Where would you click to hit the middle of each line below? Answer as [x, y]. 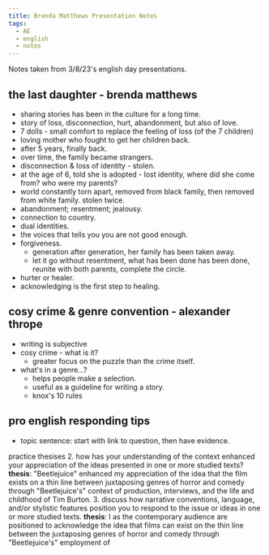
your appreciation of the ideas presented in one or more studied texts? [126, 465]
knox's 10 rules [57, 395]
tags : [17, 23]
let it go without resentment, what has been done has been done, [141, 260]
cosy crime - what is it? [59, 352]
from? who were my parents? [69, 182]
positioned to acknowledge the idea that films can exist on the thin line [126, 525]
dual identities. [45, 226]
